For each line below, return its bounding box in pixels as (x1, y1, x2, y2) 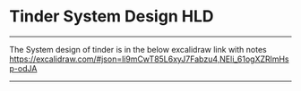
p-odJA (9, 62, 38, 73)
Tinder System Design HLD (9, 6, 214, 27)
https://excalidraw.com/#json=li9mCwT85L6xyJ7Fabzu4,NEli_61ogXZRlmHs (9, 54, 289, 64)
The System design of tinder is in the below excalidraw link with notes (9, 44, 267, 54)
